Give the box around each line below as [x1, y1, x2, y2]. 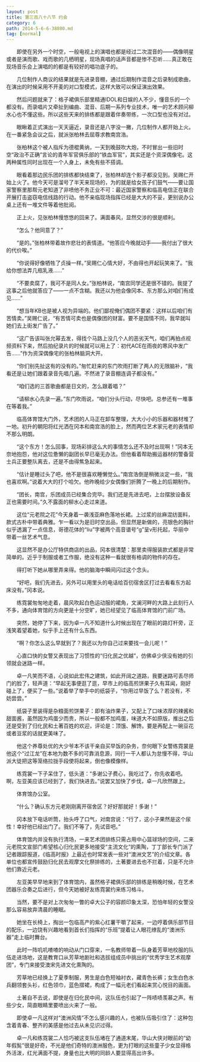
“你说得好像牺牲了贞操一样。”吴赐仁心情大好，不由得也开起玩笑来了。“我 [16, 259, 193, 266]
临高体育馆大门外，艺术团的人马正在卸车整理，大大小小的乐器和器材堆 [16, 416, 189, 423]
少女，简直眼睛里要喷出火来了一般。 [11, 1002, 100, 1009]
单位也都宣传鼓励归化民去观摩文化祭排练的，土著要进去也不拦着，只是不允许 [6, 858, 194, 865]
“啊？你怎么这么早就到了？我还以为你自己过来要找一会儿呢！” [16, 640, 168, 647]
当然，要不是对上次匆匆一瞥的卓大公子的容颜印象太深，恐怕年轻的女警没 [16, 898, 194, 906]
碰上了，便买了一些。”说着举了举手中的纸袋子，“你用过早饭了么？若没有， [6, 687, 186, 695]
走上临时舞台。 [14, 934, 51, 941]
